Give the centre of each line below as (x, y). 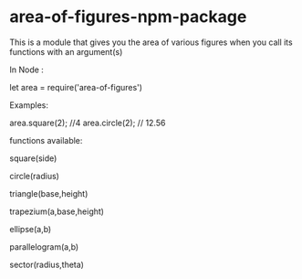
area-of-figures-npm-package (128, 17)
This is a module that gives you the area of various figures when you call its (151, 42)
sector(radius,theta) (47, 264)
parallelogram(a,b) (44, 247)
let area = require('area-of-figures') (76, 87)
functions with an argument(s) (66, 51)
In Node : (26, 70)
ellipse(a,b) (31, 229)
